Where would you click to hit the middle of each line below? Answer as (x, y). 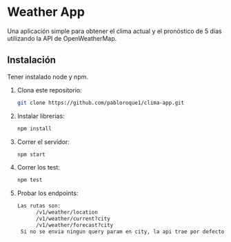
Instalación (32, 60)
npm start (31, 154)
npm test (30, 180)
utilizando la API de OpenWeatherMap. (62, 38)
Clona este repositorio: (49, 90)
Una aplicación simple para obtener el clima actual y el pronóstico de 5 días (114, 31)
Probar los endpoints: (48, 193)
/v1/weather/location (67, 212)
